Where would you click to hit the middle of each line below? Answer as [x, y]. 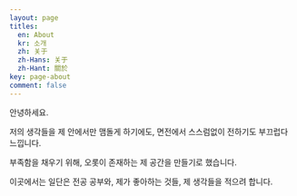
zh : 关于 [33, 52]
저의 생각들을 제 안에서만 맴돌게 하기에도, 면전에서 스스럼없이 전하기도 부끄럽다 [149, 132]
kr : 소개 [32, 43]
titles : [24, 26]
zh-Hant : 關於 [43, 69]
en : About [36, 34]
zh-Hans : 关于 [43, 60]
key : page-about [40, 77]
